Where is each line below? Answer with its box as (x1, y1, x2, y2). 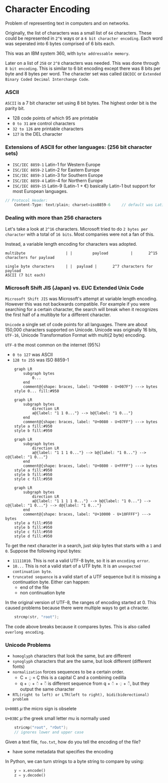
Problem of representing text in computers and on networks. (5, 20, 130, 26)
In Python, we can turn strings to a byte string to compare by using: (5, 758, 144, 764)
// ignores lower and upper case (14, 730, 84, 735)
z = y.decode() (14, 772, 46, 777)
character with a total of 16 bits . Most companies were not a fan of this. (5, 231, 155, 237)
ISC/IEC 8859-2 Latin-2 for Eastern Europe (12, 167, 100, 173)
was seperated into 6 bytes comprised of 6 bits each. (5, 40, 115, 46)
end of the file (19, 584, 49, 590)
